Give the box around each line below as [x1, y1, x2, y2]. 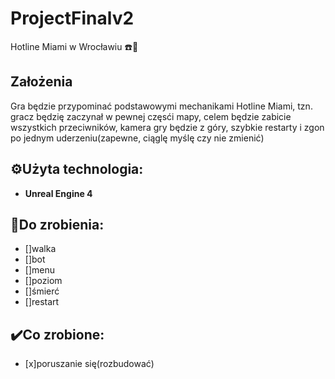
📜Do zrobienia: [10, 216, 105, 233]
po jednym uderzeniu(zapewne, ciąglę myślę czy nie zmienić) [10, 132, 265, 144]
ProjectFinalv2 [10, 7, 135, 30]
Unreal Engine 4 [24, 187, 93, 199]
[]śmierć [24, 285, 60, 297]
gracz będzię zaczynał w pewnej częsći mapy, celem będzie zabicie [10, 110, 292, 122]
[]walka [24, 243, 57, 255]
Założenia [10, 73, 73, 91]
